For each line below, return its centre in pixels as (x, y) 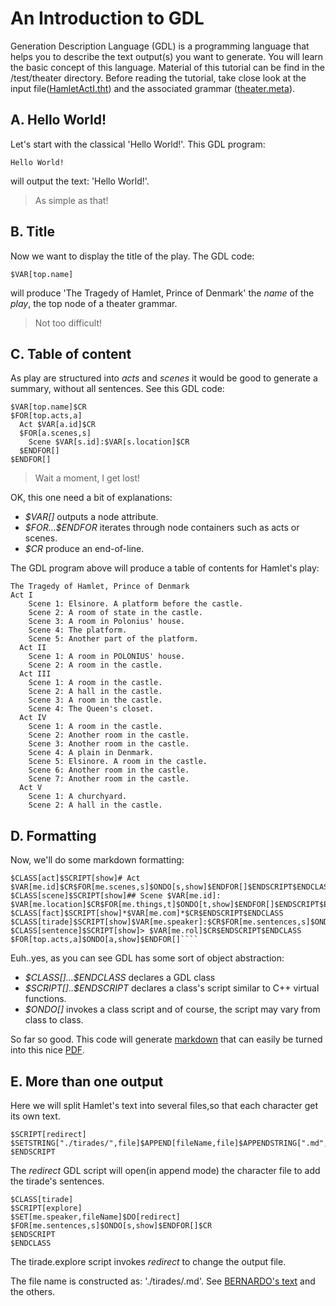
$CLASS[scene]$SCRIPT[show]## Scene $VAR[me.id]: (116, 896)
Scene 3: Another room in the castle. (109, 744)
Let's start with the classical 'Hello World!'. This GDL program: (138, 144)
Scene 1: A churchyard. (78, 797)
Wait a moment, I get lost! (87, 478)
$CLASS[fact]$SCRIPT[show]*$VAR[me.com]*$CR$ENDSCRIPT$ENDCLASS (147, 913)
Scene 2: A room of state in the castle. (115, 613)
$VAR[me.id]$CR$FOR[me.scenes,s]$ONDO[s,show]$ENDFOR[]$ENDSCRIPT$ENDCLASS (171, 887)
